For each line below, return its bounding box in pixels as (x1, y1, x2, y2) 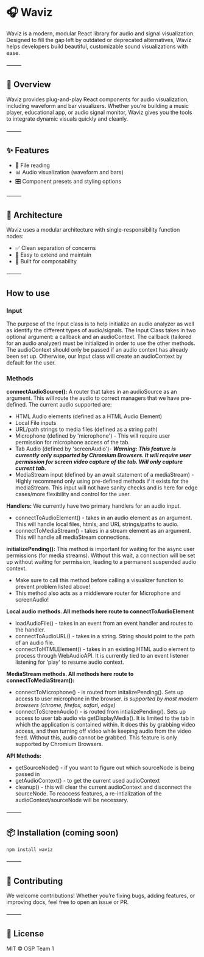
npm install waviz (6, 847, 53, 853)
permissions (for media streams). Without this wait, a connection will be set (6, 552, 195, 559)
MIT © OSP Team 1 (6, 945, 54, 952)
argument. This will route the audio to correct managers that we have (6, 394, 180, 402)
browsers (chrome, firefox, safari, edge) (15, 702, 116, 709)
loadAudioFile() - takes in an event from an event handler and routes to (15, 620, 193, 627)
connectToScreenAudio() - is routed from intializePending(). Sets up (15, 708, 186, 716)
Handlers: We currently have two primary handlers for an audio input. (6, 502, 181, 510)
